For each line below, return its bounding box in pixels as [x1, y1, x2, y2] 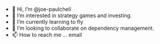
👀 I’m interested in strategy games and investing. [11, 12, 133, 19]
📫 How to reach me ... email [11, 32, 82, 38]
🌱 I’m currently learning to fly [11, 18, 84, 25]
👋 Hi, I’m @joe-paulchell [11, 6, 72, 12]
